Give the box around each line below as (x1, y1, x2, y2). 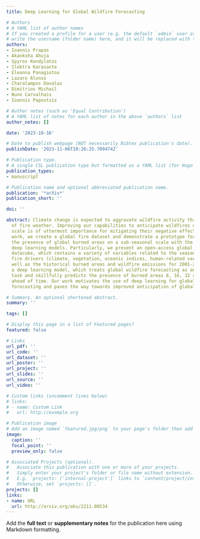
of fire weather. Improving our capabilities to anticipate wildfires (11, 223, 190, 229)
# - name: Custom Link (6, 404, 62, 410)
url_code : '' (6, 349, 39, 355)
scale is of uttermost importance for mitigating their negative (11, 228, 177, 234)
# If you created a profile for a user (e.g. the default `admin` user (6, 30, 187, 36)
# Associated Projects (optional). (6, 459, 95, 465)
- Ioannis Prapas (6, 47, 49, 54)
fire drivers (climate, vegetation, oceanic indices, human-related (11, 256, 185, 262)
